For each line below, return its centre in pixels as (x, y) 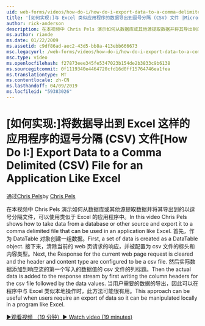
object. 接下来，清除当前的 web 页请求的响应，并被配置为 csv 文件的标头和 (101, 246)
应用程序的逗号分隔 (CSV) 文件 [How (97, 139)
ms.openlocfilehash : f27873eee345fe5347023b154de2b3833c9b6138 (88, 63)
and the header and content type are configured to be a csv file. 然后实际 (98, 261)
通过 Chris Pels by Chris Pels (41, 196)
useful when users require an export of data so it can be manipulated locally (102, 298)
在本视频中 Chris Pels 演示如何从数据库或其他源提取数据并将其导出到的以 (98, 209)
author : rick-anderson (35, 23)
